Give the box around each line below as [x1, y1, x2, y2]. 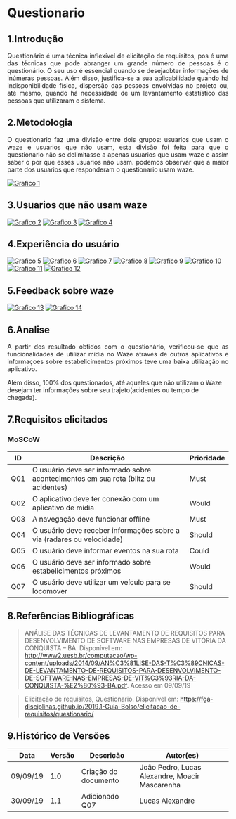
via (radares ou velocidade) [32, 534, 123, 544]
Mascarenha [139, 780, 181, 790]
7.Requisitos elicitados [7, 413, 109, 426]
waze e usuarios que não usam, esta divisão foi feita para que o [7, 143, 229, 151]
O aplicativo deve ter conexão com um [32, 494, 159, 503]
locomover [32, 586, 68, 595]
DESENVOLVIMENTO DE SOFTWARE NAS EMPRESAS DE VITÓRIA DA [24, 636, 226, 645]
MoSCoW [7, 434, 41, 444]
